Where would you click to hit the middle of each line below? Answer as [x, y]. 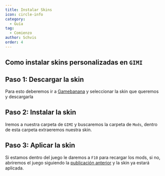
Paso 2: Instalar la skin [41, 112]
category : [15, 19]
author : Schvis [21, 38]
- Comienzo [21, 33]
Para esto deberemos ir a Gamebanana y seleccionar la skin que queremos [82, 91]
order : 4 [14, 42]
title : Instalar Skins [29, 10]
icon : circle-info [24, 14]
